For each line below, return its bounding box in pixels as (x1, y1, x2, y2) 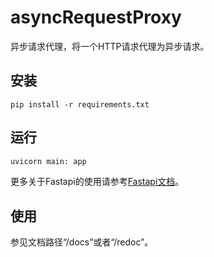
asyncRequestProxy (10, 6, 182, 29)
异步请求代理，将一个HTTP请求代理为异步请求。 (10, 40, 210, 52)
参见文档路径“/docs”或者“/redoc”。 (10, 236, 154, 248)
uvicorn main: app (10, 156, 87, 166)
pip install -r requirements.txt (10, 99, 150, 110)
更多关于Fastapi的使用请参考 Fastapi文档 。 (10, 176, 185, 188)
